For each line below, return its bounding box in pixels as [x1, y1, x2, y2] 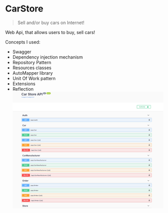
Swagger [12, 49, 32, 55]
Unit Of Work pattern [12, 75, 56, 81]
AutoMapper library [12, 70, 53, 76]
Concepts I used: [5, 39, 41, 45]
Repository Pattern [12, 59, 52, 65]
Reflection [12, 86, 34, 92]
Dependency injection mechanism [12, 54, 83, 60]
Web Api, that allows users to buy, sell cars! [5, 29, 95, 35]
